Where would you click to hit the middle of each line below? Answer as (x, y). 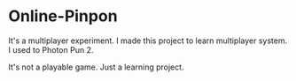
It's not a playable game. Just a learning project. (96, 67)
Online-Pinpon (63, 16)
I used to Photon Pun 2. (51, 49)
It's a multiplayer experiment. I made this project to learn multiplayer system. (148, 40)
